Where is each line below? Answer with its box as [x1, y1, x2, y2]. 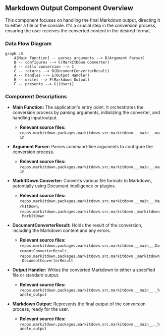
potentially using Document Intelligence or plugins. [12, 183, 116, 189]
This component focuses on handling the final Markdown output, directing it [5, 17, 160, 23]
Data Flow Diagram [5, 40, 52, 47]
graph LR [5, 52, 23, 56]
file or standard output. [12, 272, 59, 278]
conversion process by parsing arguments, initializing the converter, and [12, 110, 160, 115]
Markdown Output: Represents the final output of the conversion [12, 301, 146, 307]
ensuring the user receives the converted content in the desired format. [5, 27, 151, 34]
